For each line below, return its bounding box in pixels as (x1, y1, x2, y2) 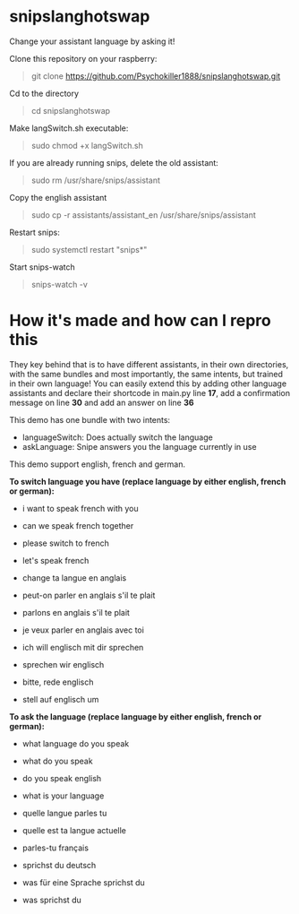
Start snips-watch (9, 262, 75, 272)
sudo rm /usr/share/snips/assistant (30, 175, 161, 185)
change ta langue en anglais (21, 572, 127, 583)
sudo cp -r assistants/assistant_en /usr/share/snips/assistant (30, 209, 257, 220)
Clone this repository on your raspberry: (9, 53, 158, 64)
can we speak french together (21, 520, 134, 530)
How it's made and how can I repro (9, 311, 271, 331)
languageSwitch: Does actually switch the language (21, 432, 213, 443)
